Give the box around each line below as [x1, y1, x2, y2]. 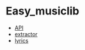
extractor [14, 30, 38, 37]
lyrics [14, 37, 29, 44]
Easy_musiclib [5, 4, 80, 18]
